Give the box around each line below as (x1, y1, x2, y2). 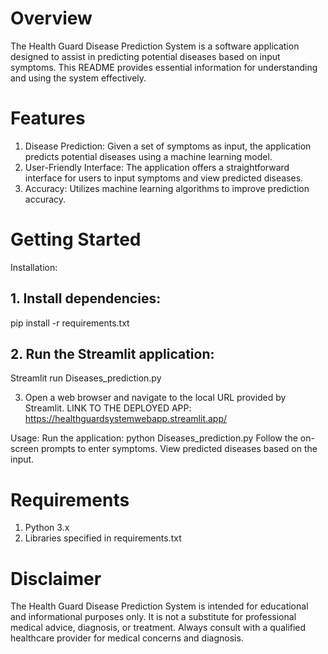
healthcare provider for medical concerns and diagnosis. (10, 632, 244, 644)
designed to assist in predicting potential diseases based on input (10, 50, 281, 62)
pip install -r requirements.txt (10, 317, 130, 329)
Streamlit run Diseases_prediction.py (10, 372, 162, 384)
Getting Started (10, 228, 142, 251)
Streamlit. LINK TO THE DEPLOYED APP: (24, 402, 192, 414)
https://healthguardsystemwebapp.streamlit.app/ (24, 413, 228, 425)
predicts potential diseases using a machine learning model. (24, 150, 273, 162)
